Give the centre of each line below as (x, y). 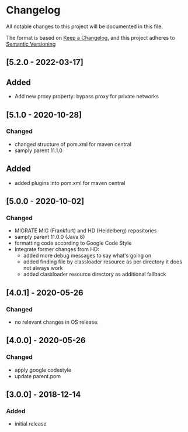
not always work (43, 268)
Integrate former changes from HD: (57, 249)
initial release (30, 424)
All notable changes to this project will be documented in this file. (85, 26)
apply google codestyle (43, 370)
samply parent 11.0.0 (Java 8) (50, 237)
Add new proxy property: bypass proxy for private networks (87, 97)
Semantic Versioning (31, 44)
